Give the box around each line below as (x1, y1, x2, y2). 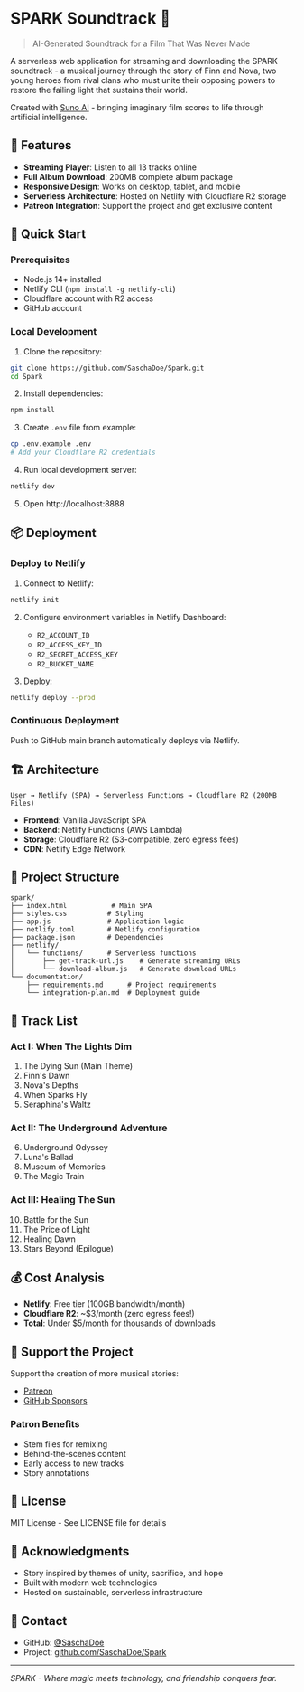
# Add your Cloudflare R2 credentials (10, 448, 156, 458)
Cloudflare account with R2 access (23, 293, 154, 304)
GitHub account (23, 303, 82, 314)
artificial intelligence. (10, 111, 88, 122)
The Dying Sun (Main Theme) (23, 1061, 134, 1072)
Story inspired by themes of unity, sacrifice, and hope (23, 1568, 224, 1579)
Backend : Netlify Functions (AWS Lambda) (23, 824, 183, 835)
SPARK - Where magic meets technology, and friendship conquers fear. (10, 1672, 278, 1683)
